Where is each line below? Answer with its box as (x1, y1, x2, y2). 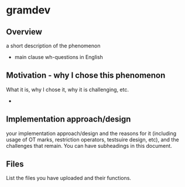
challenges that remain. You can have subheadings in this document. (6, 142, 173, 149)
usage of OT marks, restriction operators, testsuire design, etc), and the (6, 136, 180, 143)
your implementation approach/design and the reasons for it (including (6, 130, 177, 137)
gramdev (6, 4, 51, 17)
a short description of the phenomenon (6, 42, 101, 49)
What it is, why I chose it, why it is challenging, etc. (6, 86, 129, 93)
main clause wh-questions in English (14, 54, 104, 60)
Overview (6, 27, 43, 37)
